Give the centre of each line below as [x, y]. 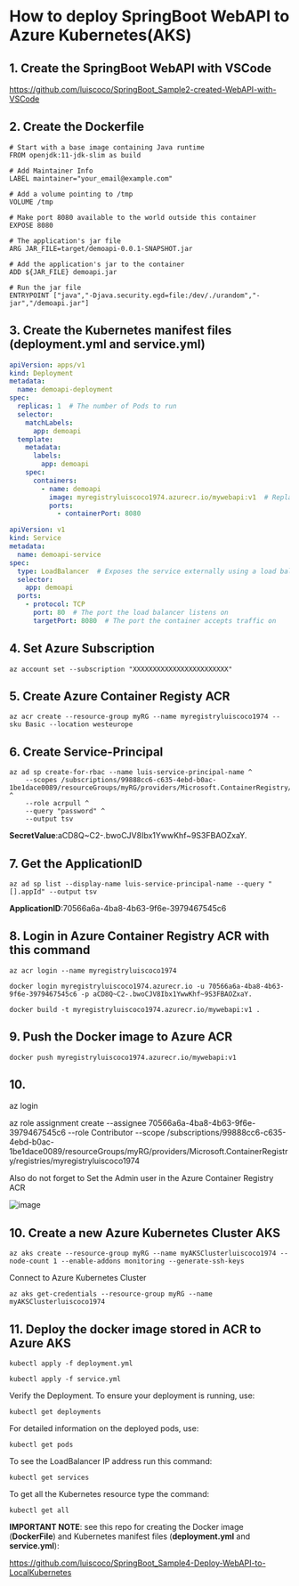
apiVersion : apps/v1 [48, 365]
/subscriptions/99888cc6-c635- [226, 1133]
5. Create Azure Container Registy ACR [120, 696]
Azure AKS [40, 1343]
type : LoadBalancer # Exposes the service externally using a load [147, 571]
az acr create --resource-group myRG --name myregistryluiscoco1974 [139, 717]
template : [35, 439]
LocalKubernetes [40, 1573]
